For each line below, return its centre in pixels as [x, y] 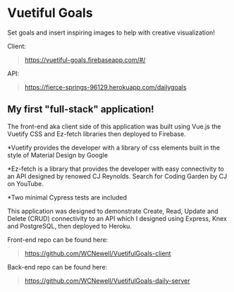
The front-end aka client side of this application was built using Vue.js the [114, 126]
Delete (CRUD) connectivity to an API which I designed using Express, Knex [117, 218]
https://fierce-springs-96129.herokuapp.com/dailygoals [105, 87]
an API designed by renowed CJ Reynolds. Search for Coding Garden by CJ [117, 176]
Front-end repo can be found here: [58, 239]
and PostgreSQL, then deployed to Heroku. [70, 226]
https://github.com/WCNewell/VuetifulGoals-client [98, 253]
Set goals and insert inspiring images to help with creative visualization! [111, 32]
